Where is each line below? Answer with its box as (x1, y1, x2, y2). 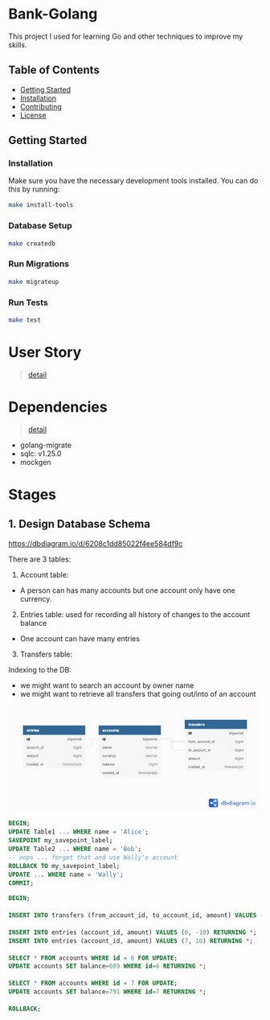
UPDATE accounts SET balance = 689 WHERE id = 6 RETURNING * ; (8, 962, 207, 970)
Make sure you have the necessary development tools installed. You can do (8, 176, 259, 186)
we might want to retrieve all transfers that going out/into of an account (19, 689, 256, 698)
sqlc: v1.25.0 (19, 448, 62, 459)
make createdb (8, 239, 56, 248)
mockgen (19, 457, 51, 467)
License (19, 110, 47, 120)
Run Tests (8, 297, 48, 308)
